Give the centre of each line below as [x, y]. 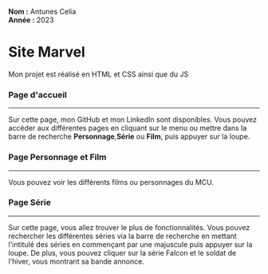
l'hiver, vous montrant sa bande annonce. [77, 261]
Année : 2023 [31, 20]
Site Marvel [47, 52]
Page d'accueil [38, 95]
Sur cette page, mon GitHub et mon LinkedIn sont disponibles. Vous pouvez [133, 119]
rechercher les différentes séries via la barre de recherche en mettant [122, 236]
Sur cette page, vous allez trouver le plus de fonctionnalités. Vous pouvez [129, 227]
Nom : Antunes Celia [42, 12]
